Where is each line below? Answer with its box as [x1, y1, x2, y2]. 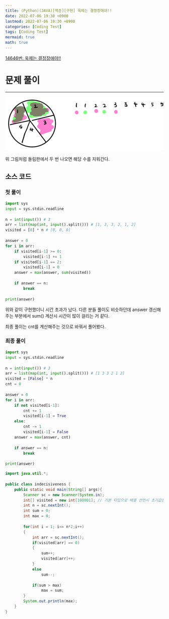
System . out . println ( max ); [23, 599, 78, 604]
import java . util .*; [5, 471, 49, 476]
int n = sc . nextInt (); [23, 503, 71, 508]
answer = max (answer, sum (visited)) [14, 270, 92, 275]
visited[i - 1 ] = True [23, 413, 66, 418]
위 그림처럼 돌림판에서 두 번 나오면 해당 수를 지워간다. [5, 156, 110, 162]
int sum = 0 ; [23, 508, 51, 514]
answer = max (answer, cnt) [14, 435, 71, 440]
